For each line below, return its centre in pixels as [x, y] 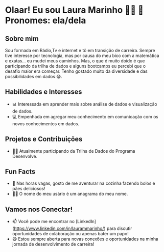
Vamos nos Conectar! [39, 209]
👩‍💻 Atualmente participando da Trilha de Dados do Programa [74, 151]
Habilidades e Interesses [44, 92]
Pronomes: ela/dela [46, 20]
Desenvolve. [25, 156]
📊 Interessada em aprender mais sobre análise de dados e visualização [85, 104]
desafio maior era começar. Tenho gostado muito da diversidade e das [76, 71]
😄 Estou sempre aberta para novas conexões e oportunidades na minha [85, 239]
